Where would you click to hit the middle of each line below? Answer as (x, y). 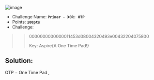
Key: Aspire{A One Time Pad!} (59, 46)
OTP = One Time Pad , (27, 72)
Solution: (19, 61)
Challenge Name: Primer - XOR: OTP (48, 17)
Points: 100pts (26, 22)
